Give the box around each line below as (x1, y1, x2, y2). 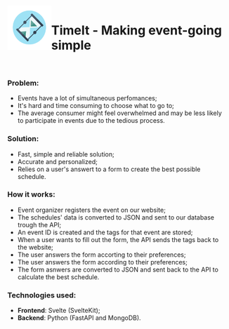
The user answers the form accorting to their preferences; (17, 250, 186, 259)
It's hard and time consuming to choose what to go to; (17, 102, 174, 110)
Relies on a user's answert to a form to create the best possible (17, 165, 201, 173)
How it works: (7, 189, 55, 199)
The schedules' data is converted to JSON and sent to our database (17, 213, 215, 222)
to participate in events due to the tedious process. (17, 116, 165, 125)
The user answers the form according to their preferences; (17, 257, 188, 266)
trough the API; (17, 220, 62, 229)
